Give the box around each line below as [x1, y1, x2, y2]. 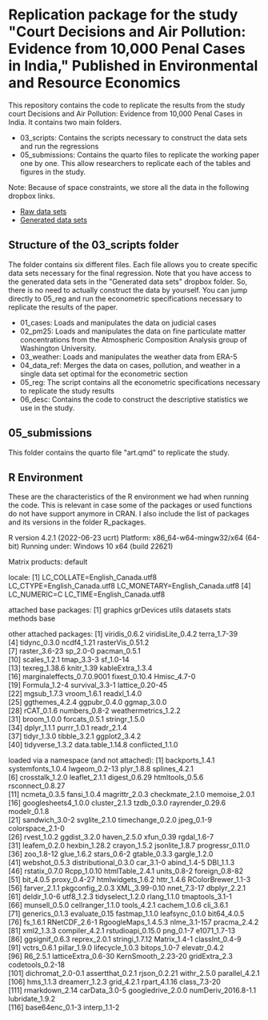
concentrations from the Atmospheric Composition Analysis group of [19, 334, 247, 344]
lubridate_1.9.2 [8, 994, 56, 1004]
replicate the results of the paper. [8, 302, 118, 312]
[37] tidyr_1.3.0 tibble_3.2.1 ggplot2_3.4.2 [8, 731, 142, 741]
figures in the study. [19, 167, 86, 176]
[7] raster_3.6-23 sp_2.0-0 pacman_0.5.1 [8, 646, 142, 656]
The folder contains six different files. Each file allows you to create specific [8, 259, 258, 269]
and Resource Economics [8, 74, 182, 92]
